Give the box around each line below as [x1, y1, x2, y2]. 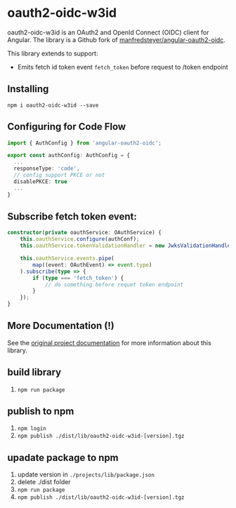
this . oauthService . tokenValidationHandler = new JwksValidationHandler [20, 242, 234, 250]
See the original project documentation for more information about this [7, 338, 212, 347]
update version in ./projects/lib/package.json [17, 470, 155, 479]
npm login [17, 425, 47, 432]
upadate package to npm [7, 451, 119, 464]
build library [7, 366, 62, 378]
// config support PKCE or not [13, 172, 105, 179]
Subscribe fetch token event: [7, 210, 137, 222]
